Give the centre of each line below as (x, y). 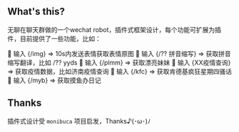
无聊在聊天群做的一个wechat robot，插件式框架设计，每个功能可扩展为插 (114, 29)
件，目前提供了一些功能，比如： (54, 38)
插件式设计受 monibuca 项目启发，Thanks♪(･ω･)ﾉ (79, 121)
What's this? (36, 12)
